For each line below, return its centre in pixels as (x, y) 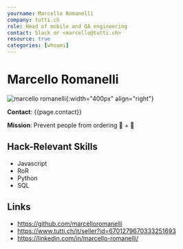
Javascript (32, 163)
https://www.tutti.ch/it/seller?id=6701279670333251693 (97, 230)
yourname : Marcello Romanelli (51, 13)
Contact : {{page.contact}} (45, 111)
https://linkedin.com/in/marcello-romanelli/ (78, 238)
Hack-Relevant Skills (52, 147)
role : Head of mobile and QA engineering (67, 26)
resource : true (29, 39)
